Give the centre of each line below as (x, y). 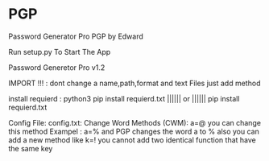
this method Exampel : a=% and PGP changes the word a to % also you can (134, 131)
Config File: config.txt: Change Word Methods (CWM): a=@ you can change (135, 122)
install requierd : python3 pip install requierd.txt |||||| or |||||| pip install (124, 98)
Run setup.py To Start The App (60, 52)
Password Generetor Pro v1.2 (57, 67)
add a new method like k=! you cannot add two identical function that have (132, 140)
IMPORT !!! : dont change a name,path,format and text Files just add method (134, 83)
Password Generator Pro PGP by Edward (76, 36)
